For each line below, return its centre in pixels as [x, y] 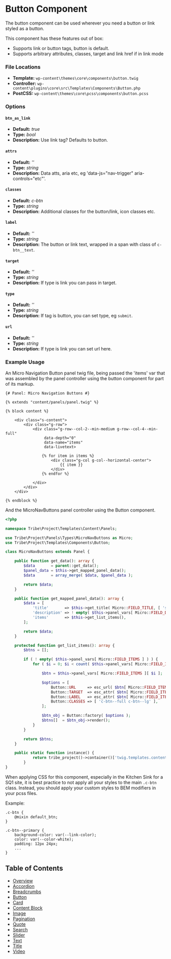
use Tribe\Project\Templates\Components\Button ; [58, 543]
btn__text [23, 250]
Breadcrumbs [27, 892]
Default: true [26, 129]
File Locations [23, 67]
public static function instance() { [54, 753]
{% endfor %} [55, 474]
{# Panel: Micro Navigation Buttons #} [48, 393]
